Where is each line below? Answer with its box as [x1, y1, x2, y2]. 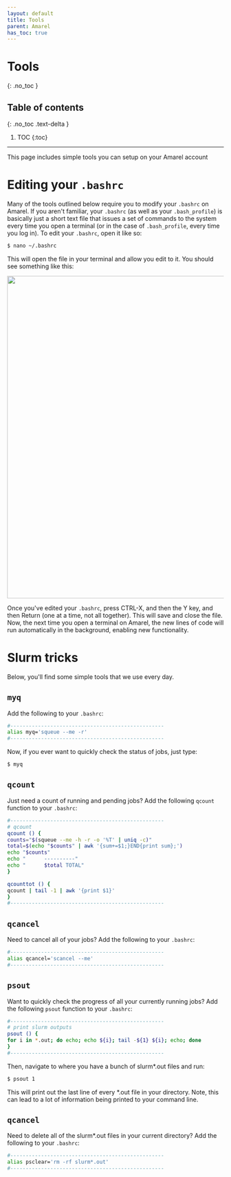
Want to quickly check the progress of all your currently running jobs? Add [7, 997, 218, 1005]
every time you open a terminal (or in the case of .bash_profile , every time [7, 222, 220, 230]
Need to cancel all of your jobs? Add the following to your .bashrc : [7, 936, 195, 944]
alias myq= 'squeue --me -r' [7, 728, 88, 736]
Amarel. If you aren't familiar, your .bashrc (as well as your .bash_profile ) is [7, 207, 223, 215]
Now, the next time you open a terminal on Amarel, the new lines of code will [7, 618, 224, 627]
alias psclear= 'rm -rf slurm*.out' [7, 1158, 109, 1166]
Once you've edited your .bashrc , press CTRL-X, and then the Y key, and [7, 603, 213, 612]
